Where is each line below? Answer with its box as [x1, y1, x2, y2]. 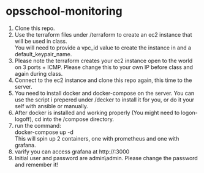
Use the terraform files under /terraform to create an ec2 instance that [14, 31, 192, 38]
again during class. [14, 70, 63, 77]
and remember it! [14, 161, 59, 168]
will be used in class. [14, 37, 68, 45]
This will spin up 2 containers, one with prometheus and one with [14, 134, 179, 142]
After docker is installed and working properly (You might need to [14, 109, 180, 116]
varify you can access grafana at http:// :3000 [14, 148, 130, 155]
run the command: [14, 122, 62, 129]
